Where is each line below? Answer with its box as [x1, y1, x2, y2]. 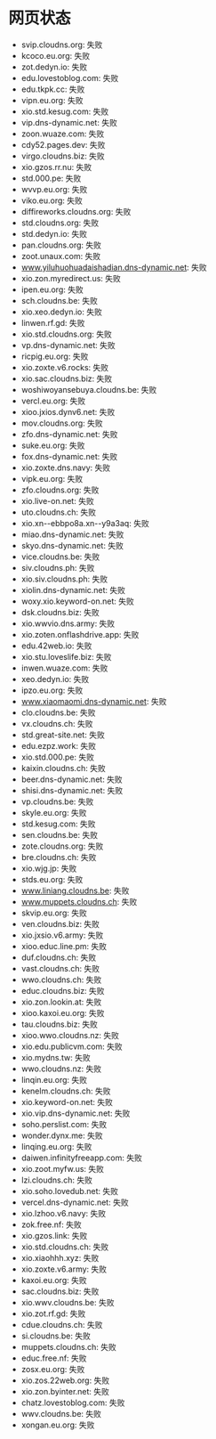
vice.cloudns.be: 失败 [20, 551, 100, 562]
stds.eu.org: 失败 [20, 874, 84, 884]
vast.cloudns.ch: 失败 [20, 963, 100, 973]
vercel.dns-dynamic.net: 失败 [20, 1197, 130, 1207]
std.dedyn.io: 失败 [20, 228, 88, 239]
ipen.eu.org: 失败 [20, 284, 84, 295]
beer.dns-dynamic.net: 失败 [20, 774, 124, 785]
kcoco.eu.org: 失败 [20, 50, 91, 61]
